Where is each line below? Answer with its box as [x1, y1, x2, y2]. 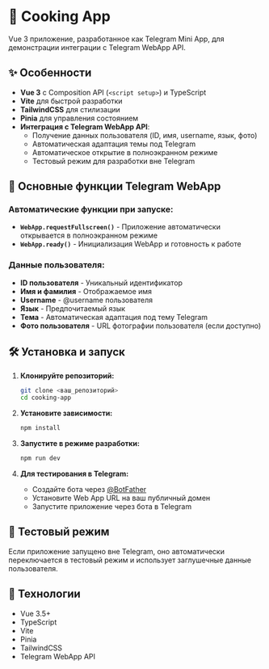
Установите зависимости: [19, 408, 113, 419]
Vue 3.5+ [19, 608, 51, 618]
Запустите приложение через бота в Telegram [32, 502, 192, 511]
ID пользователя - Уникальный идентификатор [19, 278, 183, 288]
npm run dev [19, 454, 61, 463]
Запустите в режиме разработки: [19, 439, 140, 448]
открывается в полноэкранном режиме [19, 230, 158, 241]
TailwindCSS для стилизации [19, 104, 121, 114]
